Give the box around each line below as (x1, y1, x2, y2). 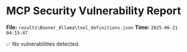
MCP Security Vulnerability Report (6, 4, 181, 18)
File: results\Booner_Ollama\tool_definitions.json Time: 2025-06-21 (6, 24, 178, 31)
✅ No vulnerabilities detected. (6, 40, 80, 47)
